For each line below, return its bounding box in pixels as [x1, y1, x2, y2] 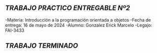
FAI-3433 [5, 27, 25, 33]
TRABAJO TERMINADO [5, 42, 78, 50]
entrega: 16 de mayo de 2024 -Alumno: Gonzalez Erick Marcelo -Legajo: [5, 22, 152, 28]
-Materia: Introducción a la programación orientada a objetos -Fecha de [5, 17, 152, 23]
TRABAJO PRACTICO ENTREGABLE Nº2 [5, 4, 130, 12]
